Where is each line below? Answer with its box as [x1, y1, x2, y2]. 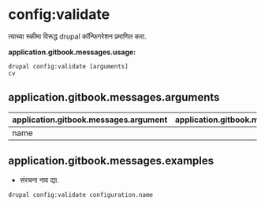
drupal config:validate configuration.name [8, 190, 154, 198]
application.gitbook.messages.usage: [8, 47, 136, 57]
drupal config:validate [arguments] [8, 62, 129, 70]
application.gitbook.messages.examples [8, 154, 215, 168]
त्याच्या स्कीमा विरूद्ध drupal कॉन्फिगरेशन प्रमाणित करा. [8, 31, 147, 41]
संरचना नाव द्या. [19, 175, 59, 184]
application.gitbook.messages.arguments [8, 91, 220, 104]
